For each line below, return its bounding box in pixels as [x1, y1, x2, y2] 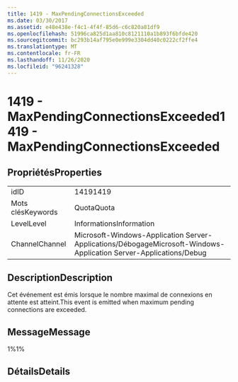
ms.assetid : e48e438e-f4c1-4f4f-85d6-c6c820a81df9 [7, 23, 160, 30]
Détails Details [7, 365, 71, 377]
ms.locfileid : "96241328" [7, 63, 84, 70]
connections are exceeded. [7, 306, 87, 314]
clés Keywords [11, 207, 58, 216]
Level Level [11, 219, 47, 228]
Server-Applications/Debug [113, 248, 207, 257]
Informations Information [74, 219, 155, 228]
